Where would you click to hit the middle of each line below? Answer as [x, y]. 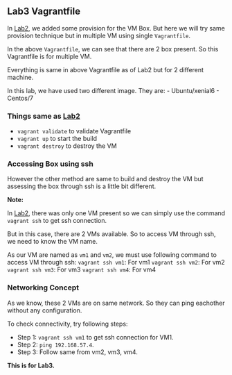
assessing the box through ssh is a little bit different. [82, 186]
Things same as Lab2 [44, 116]
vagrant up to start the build [57, 139]
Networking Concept [43, 287]
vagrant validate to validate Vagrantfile [74, 131]
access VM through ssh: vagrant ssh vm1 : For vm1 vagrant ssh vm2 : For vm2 [116, 262]
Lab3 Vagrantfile [44, 11]
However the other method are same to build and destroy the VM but [105, 179]
